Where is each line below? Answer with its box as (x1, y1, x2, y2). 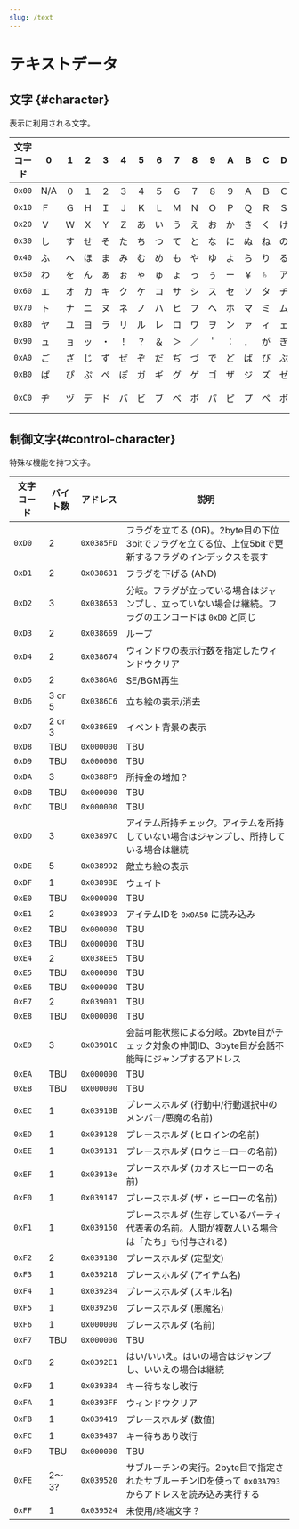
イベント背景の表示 (125, 721, 207, 734)
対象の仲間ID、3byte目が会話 (152, 1039, 276, 1052)
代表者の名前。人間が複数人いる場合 (125, 1222, 279, 1234)
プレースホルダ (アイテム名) (125, 1269, 242, 1281)
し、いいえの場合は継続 (125, 1363, 225, 1376)
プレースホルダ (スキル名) (125, 1286, 234, 1298)
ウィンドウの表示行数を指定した (125, 645, 261, 657)
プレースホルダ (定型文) (125, 1252, 225, 1265)
